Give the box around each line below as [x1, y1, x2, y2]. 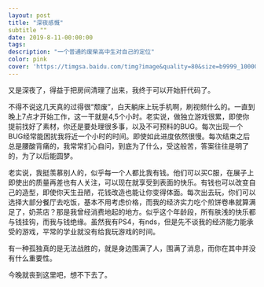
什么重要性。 [14, 253, 57, 263]
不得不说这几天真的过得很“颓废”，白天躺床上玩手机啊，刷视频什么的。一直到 [8, 101, 255, 111]
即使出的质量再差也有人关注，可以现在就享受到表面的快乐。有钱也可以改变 [8, 178, 249, 187]
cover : [8, 63, 30, 71]
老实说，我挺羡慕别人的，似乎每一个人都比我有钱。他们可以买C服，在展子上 [8, 167, 255, 177]
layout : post [8, 11, 51, 20]
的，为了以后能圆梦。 [8, 151, 77, 160]
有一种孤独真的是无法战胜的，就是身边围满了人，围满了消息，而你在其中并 [8, 243, 249, 252]
